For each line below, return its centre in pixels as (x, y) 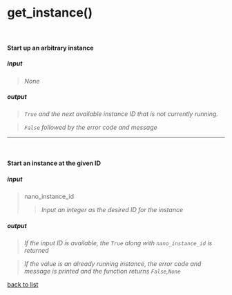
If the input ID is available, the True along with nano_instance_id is (118, 243)
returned (37, 250)
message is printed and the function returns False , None (102, 271)
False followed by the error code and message (90, 127)
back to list (23, 284)
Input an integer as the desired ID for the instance (112, 210)
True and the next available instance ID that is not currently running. (121, 114)
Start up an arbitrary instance (50, 48)
